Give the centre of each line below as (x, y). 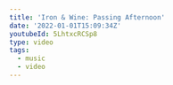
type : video (31, 42)
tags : (19, 50)
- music (32, 58)
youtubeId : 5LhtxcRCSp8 (54, 34)
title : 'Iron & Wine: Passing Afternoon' (87, 17)
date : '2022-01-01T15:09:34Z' (66, 26)
